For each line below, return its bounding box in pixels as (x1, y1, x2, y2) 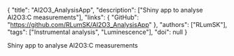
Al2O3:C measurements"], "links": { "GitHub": (7, 13, 139, 21)
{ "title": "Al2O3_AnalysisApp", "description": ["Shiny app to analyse (7, 6, 203, 14)
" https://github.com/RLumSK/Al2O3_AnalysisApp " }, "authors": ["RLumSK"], (7, 21, 228, 28)
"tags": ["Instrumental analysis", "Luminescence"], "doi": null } (7, 28, 188, 36)
